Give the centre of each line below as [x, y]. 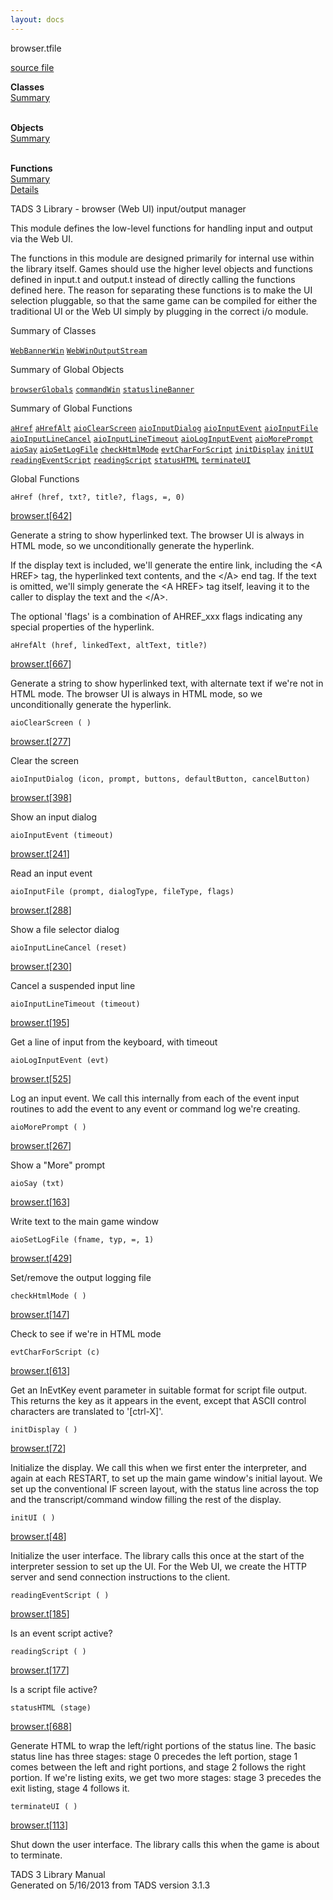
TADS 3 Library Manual [58, 1874]
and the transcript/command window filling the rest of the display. [146, 1499]
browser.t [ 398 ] [41, 797]
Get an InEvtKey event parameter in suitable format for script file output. [159, 1390]
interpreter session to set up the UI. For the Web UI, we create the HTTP [159, 1566]
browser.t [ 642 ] [41, 515]
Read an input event [51, 873]
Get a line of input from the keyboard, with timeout [114, 1042]
